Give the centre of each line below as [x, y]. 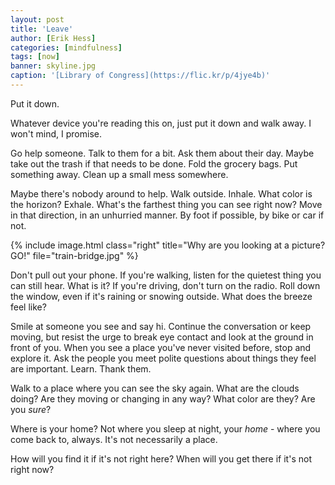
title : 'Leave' [42, 29]
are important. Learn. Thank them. [81, 368]
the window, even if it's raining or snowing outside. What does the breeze [161, 296]
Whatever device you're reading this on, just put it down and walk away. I [161, 123]
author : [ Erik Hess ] [53, 38]
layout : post [37, 19]
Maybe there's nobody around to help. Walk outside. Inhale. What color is [161, 193]
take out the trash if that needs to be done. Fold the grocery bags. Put [154, 163]
